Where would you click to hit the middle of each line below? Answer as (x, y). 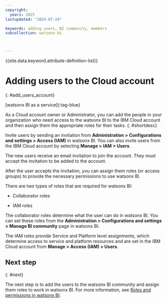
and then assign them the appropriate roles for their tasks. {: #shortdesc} (81, 125)
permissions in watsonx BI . (33, 295)
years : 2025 (22, 15)
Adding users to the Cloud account (80, 81)
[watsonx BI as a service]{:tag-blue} (43, 105)
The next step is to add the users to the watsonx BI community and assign (82, 284)
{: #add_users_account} (30, 95)
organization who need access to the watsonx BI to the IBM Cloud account (83, 120)
